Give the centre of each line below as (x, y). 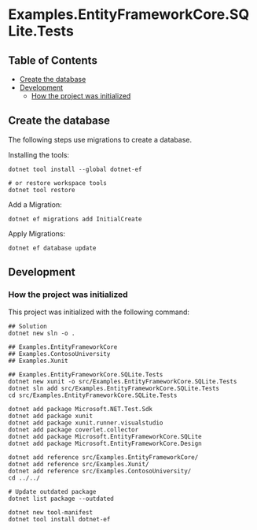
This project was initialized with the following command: (99, 312)
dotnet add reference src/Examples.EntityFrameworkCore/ (103, 457)
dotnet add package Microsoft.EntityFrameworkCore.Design (105, 443)
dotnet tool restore (42, 190)
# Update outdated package (52, 491)
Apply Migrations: (37, 233)
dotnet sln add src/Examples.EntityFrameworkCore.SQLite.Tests (114, 388)
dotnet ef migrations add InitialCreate (75, 219)
